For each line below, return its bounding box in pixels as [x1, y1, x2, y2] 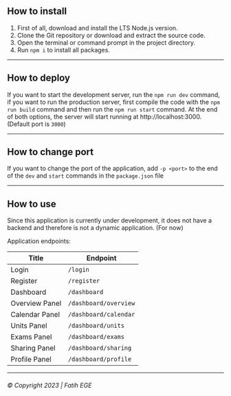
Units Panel [10, 321, 47, 331]
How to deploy [7, 72, 71, 84]
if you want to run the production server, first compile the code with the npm [7, 98, 220, 106]
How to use [7, 198, 56, 209]
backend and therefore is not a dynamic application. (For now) [7, 224, 184, 232]
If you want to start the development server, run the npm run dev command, [7, 90, 220, 98]
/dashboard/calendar [67, 311, 135, 319]
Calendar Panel [10, 310, 60, 320]
